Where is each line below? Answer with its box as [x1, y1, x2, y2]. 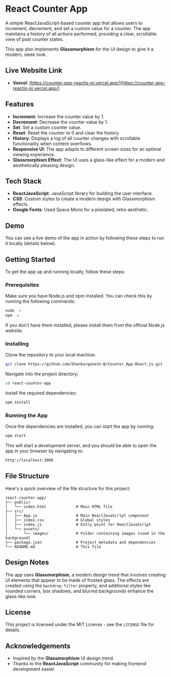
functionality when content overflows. [12, 141, 93, 147]
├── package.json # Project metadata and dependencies [5, 539, 156, 545]
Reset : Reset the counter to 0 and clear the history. [12, 129, 120, 136]
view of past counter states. [5, 36, 64, 42]
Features [5, 100, 34, 109]
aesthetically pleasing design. [12, 162, 75, 168]
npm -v [5, 313, 19, 318]
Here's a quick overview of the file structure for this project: [5, 485, 131, 492]
